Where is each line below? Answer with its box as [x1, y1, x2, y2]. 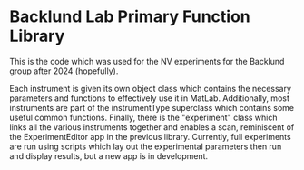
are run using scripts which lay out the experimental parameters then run [9, 141, 282, 152]
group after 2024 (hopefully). [9, 65, 119, 76]
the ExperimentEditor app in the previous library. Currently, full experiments [9, 131, 292, 142]
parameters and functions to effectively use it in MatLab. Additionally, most [9, 93, 290, 104]
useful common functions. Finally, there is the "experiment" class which [9, 112, 279, 123]
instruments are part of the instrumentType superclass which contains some [9, 102, 295, 113]
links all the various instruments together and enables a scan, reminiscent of [9, 121, 295, 133]
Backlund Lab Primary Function [9, 6, 251, 27]
